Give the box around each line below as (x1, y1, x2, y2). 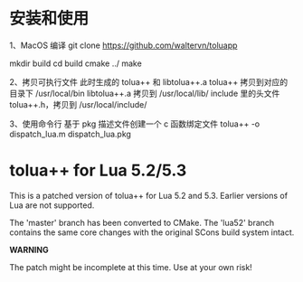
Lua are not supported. (9, 200, 95, 211)
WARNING (9, 244, 49, 255)
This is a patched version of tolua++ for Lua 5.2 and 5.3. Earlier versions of (9, 190, 288, 201)
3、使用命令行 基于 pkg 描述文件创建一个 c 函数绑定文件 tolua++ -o (9, 118, 260, 129)
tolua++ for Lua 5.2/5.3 (9, 160, 187, 181)
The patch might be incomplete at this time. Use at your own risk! (9, 261, 253, 272)
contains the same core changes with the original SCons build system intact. (9, 227, 295, 238)
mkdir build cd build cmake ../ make (9, 58, 142, 69)
